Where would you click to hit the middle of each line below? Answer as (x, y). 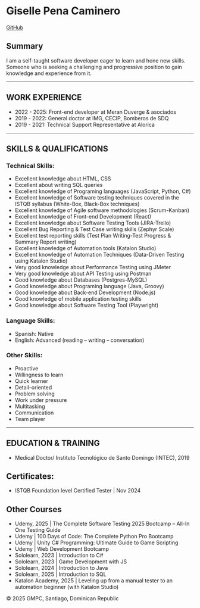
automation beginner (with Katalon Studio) (67, 587)
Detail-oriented (33, 387)
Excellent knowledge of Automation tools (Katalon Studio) (85, 248)
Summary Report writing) (46, 242)
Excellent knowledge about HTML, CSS (63, 179)
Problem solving (35, 394)
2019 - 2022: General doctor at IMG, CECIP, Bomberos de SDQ (92, 118)
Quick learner (32, 381)
